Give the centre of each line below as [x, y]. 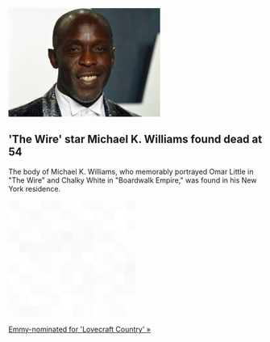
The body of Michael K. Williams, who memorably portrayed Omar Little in [131, 171]
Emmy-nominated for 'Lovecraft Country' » [80, 329]
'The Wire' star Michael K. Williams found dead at [135, 139]
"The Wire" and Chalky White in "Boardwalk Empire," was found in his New [133, 180]
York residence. [35, 188]
